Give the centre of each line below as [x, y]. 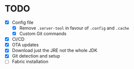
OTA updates [25, 45]
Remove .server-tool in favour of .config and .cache [74, 28]
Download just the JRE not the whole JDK [55, 51]
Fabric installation [30, 62]
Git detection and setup [36, 56]
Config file [22, 22]
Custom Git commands [43, 34]
